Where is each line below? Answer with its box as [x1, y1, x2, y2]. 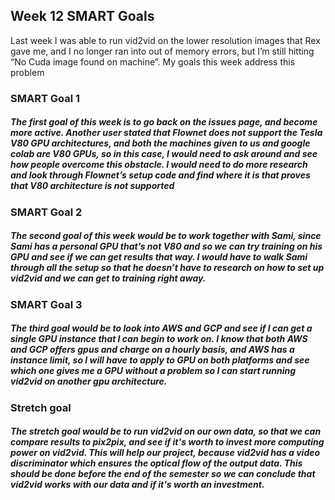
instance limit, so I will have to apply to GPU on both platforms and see [10, 354, 310, 366]
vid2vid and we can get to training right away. [10, 272, 207, 284]
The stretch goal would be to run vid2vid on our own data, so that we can [10, 425, 322, 438]
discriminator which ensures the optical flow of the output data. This [10, 457, 303, 469]
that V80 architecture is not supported [10, 180, 175, 192]
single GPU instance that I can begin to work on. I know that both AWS [10, 333, 308, 345]
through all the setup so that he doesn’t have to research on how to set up [10, 262, 325, 274]
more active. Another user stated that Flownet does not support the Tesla [10, 127, 323, 139]
